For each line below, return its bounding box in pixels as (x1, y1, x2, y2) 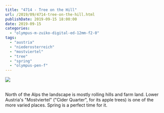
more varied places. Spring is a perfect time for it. (5, 102, 107, 108)
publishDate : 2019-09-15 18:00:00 (5, 16, 77, 21)
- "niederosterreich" (9, 44, 55, 49)
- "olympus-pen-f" (9, 63, 48, 68)
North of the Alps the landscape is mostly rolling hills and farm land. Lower (5, 91, 159, 97)
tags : (5, 35, 16, 40)
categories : (5, 26, 30, 31)
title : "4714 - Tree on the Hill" (5, 7, 77, 12)
